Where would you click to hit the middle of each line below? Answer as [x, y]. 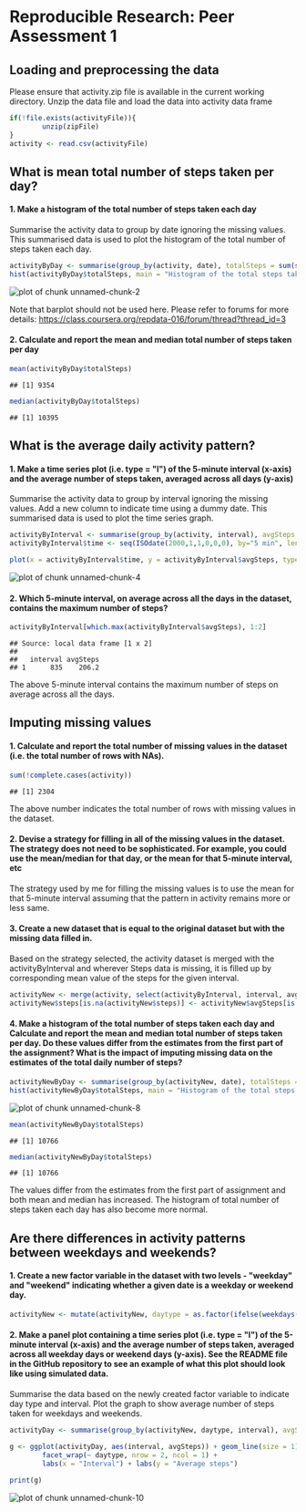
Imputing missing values [81, 723]
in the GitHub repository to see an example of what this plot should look [148, 1364]
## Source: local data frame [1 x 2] [81, 644]
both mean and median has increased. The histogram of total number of [144, 1200]
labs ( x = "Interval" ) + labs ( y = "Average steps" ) [140, 1464]
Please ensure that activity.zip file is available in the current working [137, 92]
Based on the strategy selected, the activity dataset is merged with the [142, 958]
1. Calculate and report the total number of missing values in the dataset [148, 746]
